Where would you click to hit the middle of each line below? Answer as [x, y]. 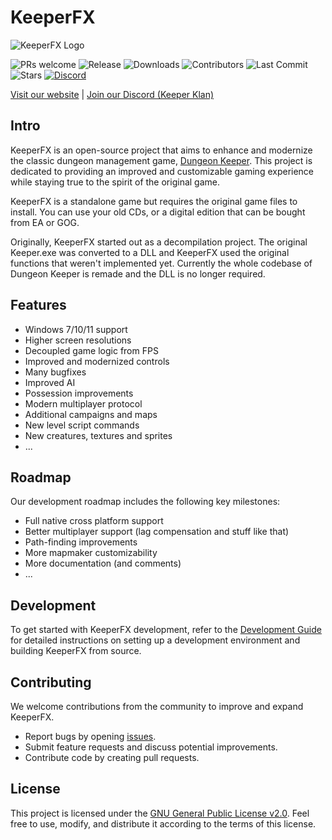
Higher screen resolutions [78, 340]
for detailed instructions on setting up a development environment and [155, 640]
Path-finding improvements [81, 542]
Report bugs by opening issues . [90, 736]
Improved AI [50, 382]
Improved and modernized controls [97, 361]
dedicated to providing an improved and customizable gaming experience [162, 171]
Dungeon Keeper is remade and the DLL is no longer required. [138, 273]
